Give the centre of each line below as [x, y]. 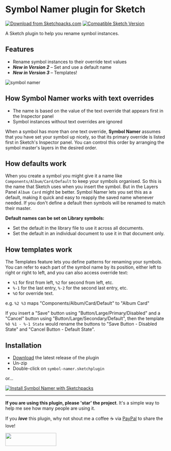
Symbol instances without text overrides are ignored [67, 121]
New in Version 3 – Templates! [45, 72]
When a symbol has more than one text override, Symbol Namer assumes [83, 131]
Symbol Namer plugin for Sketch [75, 9]
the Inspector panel [33, 116]
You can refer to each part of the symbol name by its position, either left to [83, 267]
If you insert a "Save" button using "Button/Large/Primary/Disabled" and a [83, 313]
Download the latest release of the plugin [56, 357]
